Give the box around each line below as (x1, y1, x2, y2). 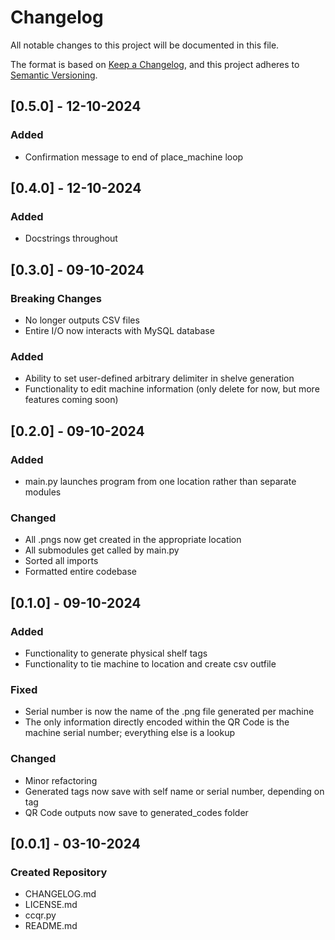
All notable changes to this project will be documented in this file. (10, 39, 280, 51)
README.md (24, 920, 78, 932)
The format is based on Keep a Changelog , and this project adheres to (10, 58, 300, 70)
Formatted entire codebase (24, 566, 138, 578)
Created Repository (10, 865, 108, 879)
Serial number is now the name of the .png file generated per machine (24, 706, 315, 718)
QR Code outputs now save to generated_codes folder (24, 806, 249, 818)
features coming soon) (24, 394, 119, 406)
